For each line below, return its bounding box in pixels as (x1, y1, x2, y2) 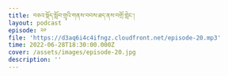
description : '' (8, 56, 62, 64)
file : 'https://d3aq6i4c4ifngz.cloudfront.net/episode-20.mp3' (8, 33, 222, 42)
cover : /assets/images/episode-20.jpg (8, 48, 136, 56)
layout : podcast (8, 19, 62, 27)
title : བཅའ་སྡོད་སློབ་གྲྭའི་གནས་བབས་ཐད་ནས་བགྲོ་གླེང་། (8, 11, 135, 20)
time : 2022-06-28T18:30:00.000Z (8, 41, 115, 49)
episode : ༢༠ (8, 26, 47, 34)
